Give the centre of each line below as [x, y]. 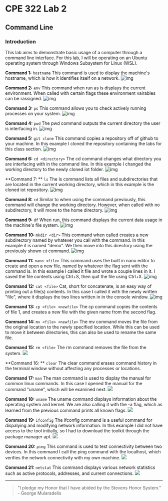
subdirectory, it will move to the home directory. [54, 210]
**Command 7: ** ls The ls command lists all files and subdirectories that [81, 179]
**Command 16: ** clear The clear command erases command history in [81, 363]
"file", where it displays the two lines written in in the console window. [77, 297]
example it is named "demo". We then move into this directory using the [79, 245]
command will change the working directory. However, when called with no [82, 205]
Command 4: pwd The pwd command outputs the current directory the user [83, 123]
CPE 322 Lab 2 [36, 9]
